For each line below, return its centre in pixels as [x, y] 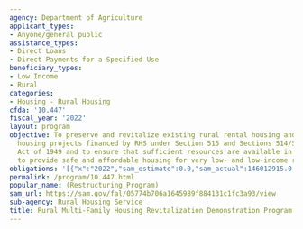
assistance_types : [44, 43]
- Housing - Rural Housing [60, 101]
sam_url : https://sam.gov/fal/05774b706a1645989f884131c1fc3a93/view [143, 194]
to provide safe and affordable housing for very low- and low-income [153, 160]
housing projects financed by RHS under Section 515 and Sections [145, 143]
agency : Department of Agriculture [76, 18]
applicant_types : [42, 26]
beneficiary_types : [46, 69]
